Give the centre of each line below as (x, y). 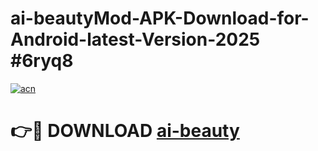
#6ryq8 (42, 61)
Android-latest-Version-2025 (135, 39)
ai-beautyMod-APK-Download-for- (160, 18)
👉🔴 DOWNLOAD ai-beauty (125, 131)
